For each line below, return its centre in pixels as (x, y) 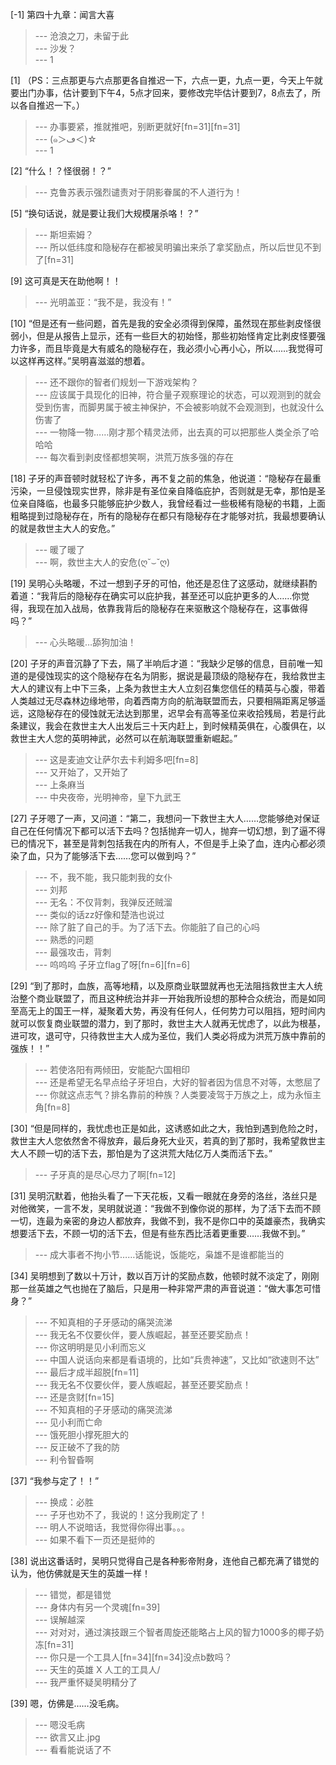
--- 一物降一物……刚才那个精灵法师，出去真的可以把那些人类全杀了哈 (177, 432)
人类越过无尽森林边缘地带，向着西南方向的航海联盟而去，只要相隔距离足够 (163, 701)
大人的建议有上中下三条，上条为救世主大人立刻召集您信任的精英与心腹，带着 (168, 688)
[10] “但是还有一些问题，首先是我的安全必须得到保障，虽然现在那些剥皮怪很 (166, 323)
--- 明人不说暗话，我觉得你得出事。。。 (112, 1527)
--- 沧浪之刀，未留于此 (82, 36)
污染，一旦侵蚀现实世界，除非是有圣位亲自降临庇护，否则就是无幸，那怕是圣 (168, 491)
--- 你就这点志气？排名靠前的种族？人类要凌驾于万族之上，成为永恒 (173, 1094)
